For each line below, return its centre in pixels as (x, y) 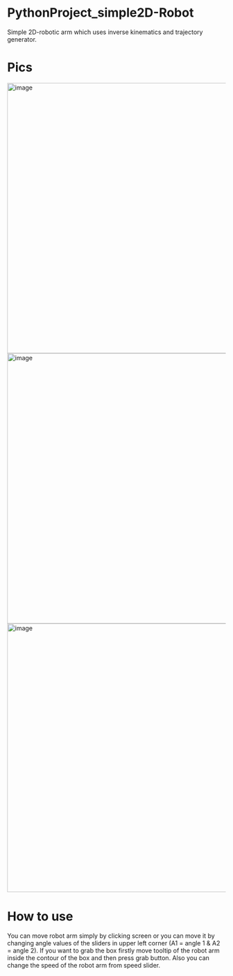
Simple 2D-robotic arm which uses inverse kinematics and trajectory (105, 32)
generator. (22, 39)
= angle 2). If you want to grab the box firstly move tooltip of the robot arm (113, 950)
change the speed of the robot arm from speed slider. (84, 965)
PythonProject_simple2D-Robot (101, 13)
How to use (40, 917)
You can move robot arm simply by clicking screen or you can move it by (111, 936)
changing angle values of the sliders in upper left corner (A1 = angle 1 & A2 (114, 943)
